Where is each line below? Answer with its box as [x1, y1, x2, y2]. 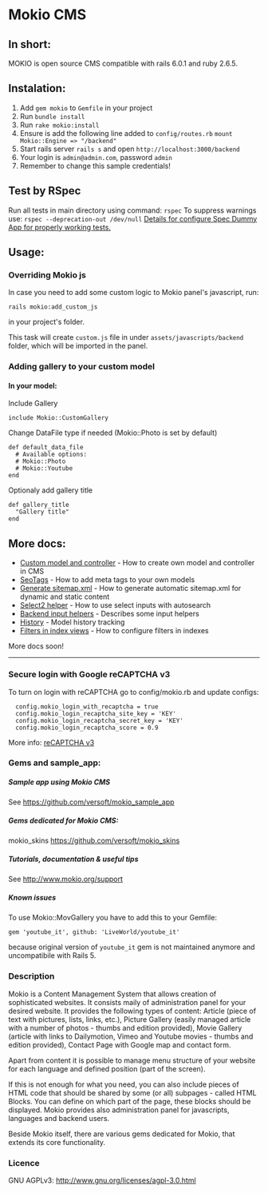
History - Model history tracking [19, 617, 125, 627]
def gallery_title [8, 501, 69, 509]
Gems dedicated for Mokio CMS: [8, 816, 119, 825]
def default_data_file [8, 444, 84, 452]
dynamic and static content [19, 592, 110, 601]
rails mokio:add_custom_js [8, 303, 98, 311]
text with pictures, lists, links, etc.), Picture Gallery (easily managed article [8, 1014, 251, 1024]
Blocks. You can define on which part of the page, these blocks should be [8, 1096, 251, 1106]
